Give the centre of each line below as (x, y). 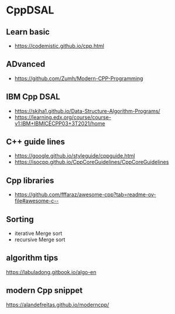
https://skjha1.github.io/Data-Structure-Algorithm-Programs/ (87, 111)
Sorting (20, 219)
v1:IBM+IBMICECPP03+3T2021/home (60, 123)
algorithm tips (32, 258)
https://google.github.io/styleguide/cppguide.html (75, 156)
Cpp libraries (30, 180)
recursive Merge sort (40, 240)
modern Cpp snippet (44, 291)
